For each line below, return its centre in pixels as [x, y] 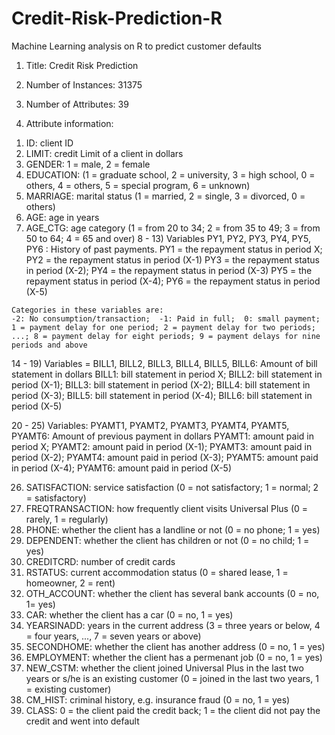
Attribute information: [69, 123]
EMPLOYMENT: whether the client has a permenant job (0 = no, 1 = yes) [174, 657]
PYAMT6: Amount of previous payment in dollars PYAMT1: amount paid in [162, 436]
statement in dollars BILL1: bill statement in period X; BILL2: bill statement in [167, 374]
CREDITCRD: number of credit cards [100, 561]
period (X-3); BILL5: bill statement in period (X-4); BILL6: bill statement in [162, 395]
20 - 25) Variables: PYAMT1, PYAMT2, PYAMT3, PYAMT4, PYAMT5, [150, 425]
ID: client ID [49, 143]
